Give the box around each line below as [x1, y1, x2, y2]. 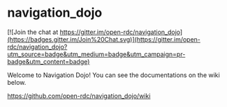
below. [7, 78, 27, 86]
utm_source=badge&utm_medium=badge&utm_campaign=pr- [7, 50, 186, 58]
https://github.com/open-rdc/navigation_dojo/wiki [7, 92, 151, 100]
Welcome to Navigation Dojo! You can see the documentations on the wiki [7, 71, 220, 79]
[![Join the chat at [7, 28, 59, 36]
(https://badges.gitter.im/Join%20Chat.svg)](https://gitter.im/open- [7, 35, 201, 43]
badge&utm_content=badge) [7, 57, 90, 65]
